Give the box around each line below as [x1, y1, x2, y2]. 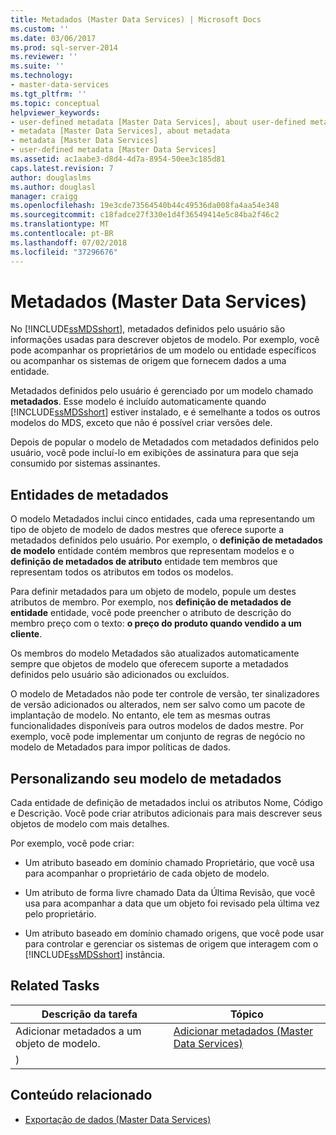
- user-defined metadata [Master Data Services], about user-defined [10, 117, 307, 127]
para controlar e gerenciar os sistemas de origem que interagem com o [24, 938, 319, 950]
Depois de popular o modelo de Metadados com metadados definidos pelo [10, 436, 320, 448]
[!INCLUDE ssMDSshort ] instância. [24, 949, 166, 961]
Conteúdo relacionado [10, 1087, 153, 1104]
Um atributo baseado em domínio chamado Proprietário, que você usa [24, 857, 315, 869]
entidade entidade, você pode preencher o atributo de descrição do [10, 607, 292, 619]
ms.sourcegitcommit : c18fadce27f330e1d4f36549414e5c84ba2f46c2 [10, 210, 280, 220]
